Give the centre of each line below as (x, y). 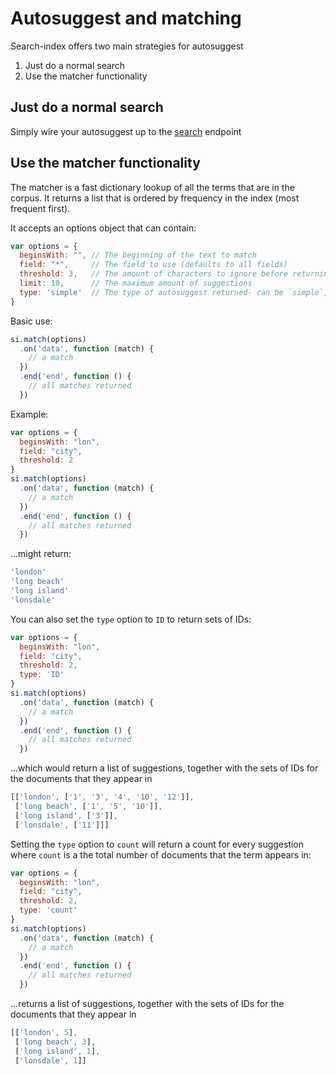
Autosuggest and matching (126, 18)
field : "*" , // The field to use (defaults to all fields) (153, 265)
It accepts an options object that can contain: (103, 228)
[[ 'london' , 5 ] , (44, 1033)
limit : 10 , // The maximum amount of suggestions (136, 283)
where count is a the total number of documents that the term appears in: (161, 854)
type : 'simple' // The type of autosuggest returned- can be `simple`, (174, 292)
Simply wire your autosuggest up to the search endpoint (126, 131)
